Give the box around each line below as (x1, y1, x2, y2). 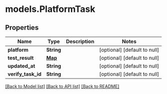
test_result (7, 55, 34, 61)
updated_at (7, 63, 35, 69)
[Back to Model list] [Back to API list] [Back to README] (5, 84, 120, 89)
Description (66, 38, 95, 45)
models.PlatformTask (5, 3, 96, 15)
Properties (5, 23, 39, 32)
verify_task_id (7, 71, 41, 78)
